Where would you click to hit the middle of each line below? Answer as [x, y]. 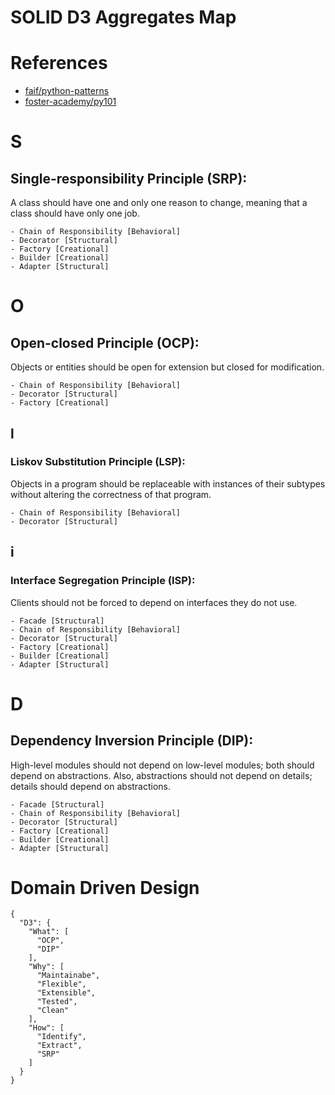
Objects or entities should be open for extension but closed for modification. [167, 367]
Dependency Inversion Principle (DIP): [132, 741]
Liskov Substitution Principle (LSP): [98, 462]
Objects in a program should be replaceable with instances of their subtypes [168, 483]
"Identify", [61, 1037]
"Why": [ [46, 967]
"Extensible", [66, 993]
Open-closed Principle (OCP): [105, 342]
